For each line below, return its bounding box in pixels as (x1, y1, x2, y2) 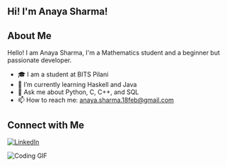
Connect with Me (7, 119, 85, 131)
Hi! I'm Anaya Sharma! (7, 6, 108, 18)
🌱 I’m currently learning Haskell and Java (17, 81, 137, 89)
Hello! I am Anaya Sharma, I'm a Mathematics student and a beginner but (7, 49, 221, 57)
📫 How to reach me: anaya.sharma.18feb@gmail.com (17, 96, 175, 105)
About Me (7, 30, 52, 42)
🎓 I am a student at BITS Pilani (17, 70, 109, 79)
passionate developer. (7, 56, 72, 64)
